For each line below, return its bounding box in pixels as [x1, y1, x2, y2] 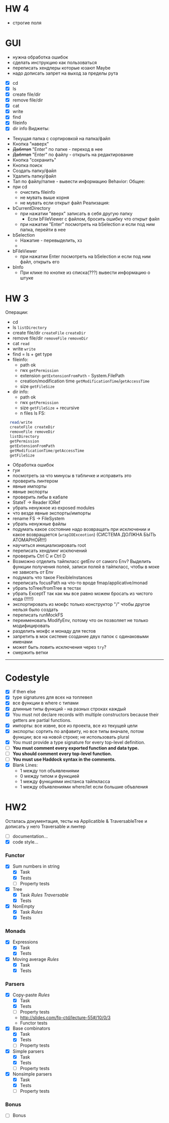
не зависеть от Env [12, 569, 54, 575]
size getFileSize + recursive [20, 405, 79, 411]
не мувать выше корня [20, 195, 69, 201]
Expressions [12, 939, 38, 945]
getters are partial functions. [12, 717, 72, 723]
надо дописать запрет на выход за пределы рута [12, 70, 118, 76]
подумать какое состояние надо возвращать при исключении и [12, 526, 150, 532]
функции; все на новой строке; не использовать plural [12, 734, 129, 740]
